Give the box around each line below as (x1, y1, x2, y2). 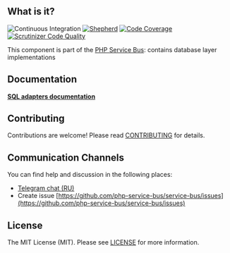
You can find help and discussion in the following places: (7, 171, 173, 179)
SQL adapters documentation (7, 92, 96, 101)
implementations (7, 53, 56, 61)
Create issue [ (17, 192, 59, 200)
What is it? (7, 6, 55, 18)
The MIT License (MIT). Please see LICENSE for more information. (7, 238, 200, 247)
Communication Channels (7, 152, 125, 163)
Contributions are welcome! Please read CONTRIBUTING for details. (7, 131, 205, 140)
